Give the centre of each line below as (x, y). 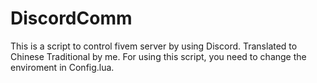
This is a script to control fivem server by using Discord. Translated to (154, 46)
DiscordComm (71, 18)
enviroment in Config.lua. (62, 67)
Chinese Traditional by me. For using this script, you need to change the (158, 56)
